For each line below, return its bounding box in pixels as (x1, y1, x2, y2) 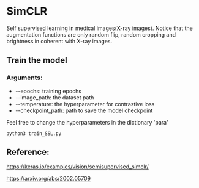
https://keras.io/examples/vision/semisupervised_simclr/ (6, 163, 149, 170)
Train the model (6, 55, 67, 65)
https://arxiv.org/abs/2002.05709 (6, 175, 91, 183)
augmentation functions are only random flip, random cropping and (6, 31, 176, 38)
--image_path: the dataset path (15, 93, 94, 101)
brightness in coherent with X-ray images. (6, 37, 112, 45)
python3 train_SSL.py (6, 130, 62, 137)
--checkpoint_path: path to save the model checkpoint (15, 107, 153, 114)
